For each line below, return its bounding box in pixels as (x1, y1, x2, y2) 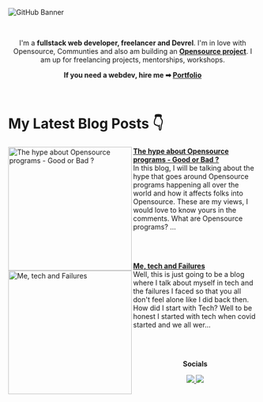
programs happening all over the (133, 180, 239, 189)
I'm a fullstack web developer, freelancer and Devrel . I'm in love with (19, 38, 246, 47)
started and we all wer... (133, 320, 211, 329)
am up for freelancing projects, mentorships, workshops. (40, 55, 225, 64)
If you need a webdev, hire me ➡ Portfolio (63, 70, 202, 79)
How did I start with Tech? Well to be (133, 303, 253, 313)
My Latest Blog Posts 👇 (8, 115, 164, 133)
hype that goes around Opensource (133, 171, 249, 181)
